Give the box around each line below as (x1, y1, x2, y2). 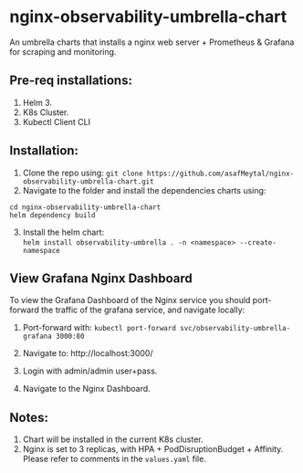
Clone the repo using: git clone (22, 167, 143, 178)
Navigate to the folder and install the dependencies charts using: (22, 184, 266, 195)
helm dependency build (9, 210, 96, 220)
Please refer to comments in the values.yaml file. (22, 454, 207, 465)
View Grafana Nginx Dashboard (9, 270, 193, 286)
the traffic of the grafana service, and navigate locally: (40, 304, 246, 316)
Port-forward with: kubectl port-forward (22, 322, 176, 333)
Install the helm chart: (22, 226, 105, 237)
